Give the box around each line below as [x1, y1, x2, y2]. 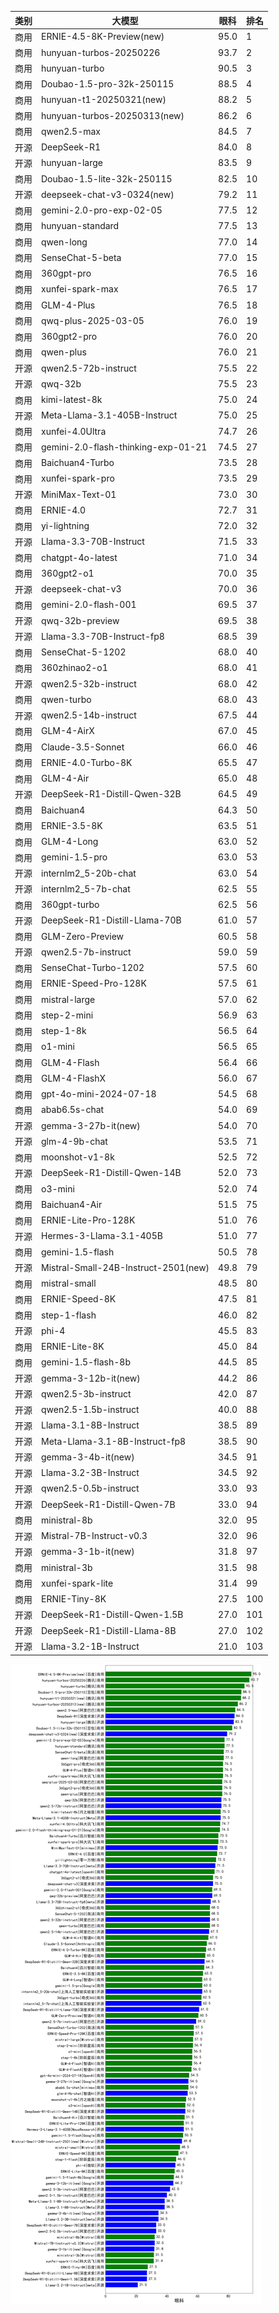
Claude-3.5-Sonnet [41, 741, 125, 753]
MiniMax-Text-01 [41, 488, 117, 500]
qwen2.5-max [41, 125, 101, 137]
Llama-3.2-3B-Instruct [41, 1467, 140, 1478]
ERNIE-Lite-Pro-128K [41, 1214, 136, 1226]
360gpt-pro [41, 267, 92, 279]
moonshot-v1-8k [41, 1151, 115, 1163]
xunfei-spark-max [41, 283, 119, 295]
